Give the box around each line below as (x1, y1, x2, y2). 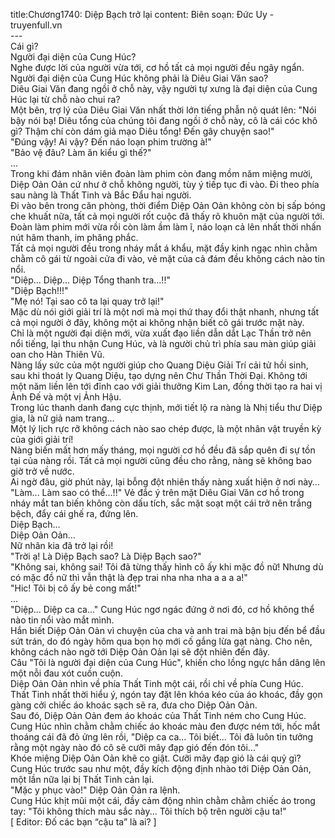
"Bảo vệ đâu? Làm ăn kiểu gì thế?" (10, 147, 152, 158)
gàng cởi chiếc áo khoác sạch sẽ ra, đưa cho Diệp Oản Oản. (10, 699, 258, 711)
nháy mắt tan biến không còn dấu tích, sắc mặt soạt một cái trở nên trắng (10, 497, 313, 509)
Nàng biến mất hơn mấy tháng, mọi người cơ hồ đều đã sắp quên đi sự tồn (10, 444, 316, 456)
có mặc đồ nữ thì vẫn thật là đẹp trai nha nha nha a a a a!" (10, 572, 248, 583)
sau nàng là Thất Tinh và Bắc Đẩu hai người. (10, 189, 192, 201)
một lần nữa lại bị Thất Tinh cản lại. (10, 774, 155, 785)
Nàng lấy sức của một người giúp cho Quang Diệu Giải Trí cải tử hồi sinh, (10, 359, 309, 371)
